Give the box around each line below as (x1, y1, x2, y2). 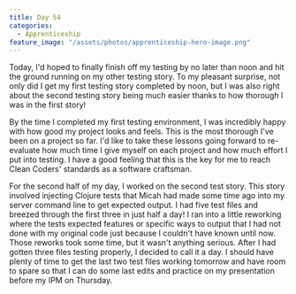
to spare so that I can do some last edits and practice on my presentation (9, 266, 276, 276)
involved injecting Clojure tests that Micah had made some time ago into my (9, 190, 285, 201)
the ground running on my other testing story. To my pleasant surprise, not (9, 72, 281, 82)
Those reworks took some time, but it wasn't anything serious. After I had (9, 237, 277, 248)
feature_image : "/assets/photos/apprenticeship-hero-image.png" (9, 37, 251, 47)
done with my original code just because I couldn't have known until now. (9, 228, 277, 239)
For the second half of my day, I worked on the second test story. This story (9, 181, 285, 191)
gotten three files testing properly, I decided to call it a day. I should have (9, 247, 275, 258)
